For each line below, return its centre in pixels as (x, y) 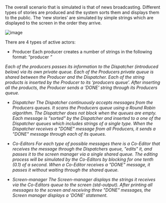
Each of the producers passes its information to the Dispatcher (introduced (82, 67)
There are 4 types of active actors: (40, 42)
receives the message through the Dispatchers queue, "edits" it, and (82, 149)
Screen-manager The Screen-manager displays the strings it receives (84, 179)
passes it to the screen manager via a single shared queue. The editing (85, 154)
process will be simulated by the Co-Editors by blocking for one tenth (83, 159)
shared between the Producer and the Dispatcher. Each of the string (75, 77)
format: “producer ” (32, 57)
